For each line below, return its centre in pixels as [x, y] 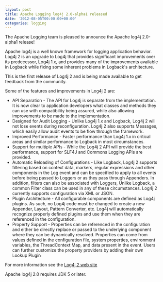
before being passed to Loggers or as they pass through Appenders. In [83, 178]
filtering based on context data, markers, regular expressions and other [83, 168]
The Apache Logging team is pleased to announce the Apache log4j [73, 37]
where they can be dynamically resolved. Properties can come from [80, 235]
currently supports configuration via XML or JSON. [63, 194]
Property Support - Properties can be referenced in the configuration [81, 225]
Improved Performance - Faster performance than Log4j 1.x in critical [81, 137]
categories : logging [26, 23]
